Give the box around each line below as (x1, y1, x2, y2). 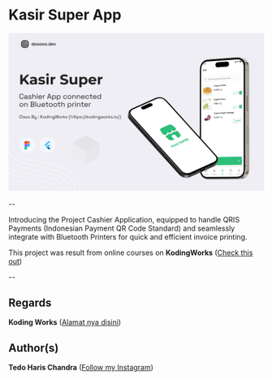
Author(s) (8, 341, 59, 355)
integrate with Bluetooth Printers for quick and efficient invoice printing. (8, 232, 248, 242)
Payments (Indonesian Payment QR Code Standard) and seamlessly (8, 223, 235, 233)
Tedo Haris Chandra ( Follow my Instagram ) (8, 363, 154, 373)
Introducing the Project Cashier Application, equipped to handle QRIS (8, 215, 240, 225)
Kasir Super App (8, 6, 122, 24)
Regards (8, 296, 52, 309)
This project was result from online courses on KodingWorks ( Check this (8, 248, 253, 257)
